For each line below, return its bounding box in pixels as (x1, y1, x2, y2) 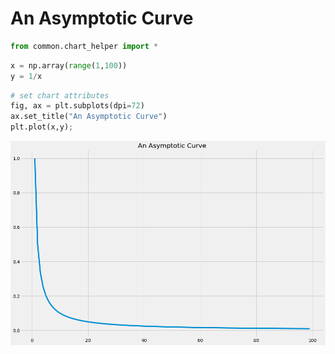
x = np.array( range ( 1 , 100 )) (10, 60, 128, 71)
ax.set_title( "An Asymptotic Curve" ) (10, 112, 168, 122)
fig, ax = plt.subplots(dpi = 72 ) (10, 101, 145, 111)
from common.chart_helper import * (10, 41, 159, 51)
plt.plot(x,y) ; (10, 122, 74, 132)
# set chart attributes (10, 90, 110, 101)
